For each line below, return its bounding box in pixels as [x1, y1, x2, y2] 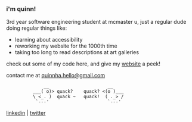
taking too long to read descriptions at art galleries [14, 49, 139, 56]
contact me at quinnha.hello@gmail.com [6, 72, 106, 79]
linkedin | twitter [6, 110, 46, 117]
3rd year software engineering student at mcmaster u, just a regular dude [6, 18, 187, 26]
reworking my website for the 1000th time [14, 42, 117, 49]
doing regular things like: [6, 24, 67, 32]
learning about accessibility [14, 36, 83, 43]
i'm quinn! [6, 5, 36, 13]
